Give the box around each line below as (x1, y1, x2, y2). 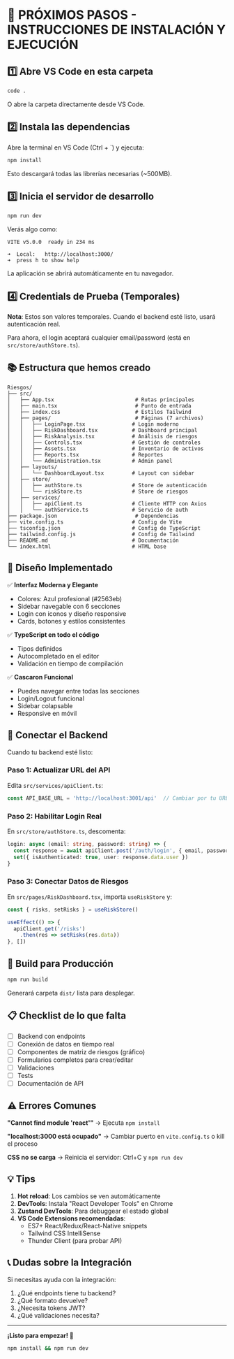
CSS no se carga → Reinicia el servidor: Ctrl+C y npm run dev (7, 1153, 183, 1161)
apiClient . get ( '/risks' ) (13, 925, 86, 933)
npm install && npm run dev (7, 1344, 89, 1352)
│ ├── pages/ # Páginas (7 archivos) (7, 415, 204, 422)
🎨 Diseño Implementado (7, 562, 114, 574)
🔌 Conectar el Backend (7, 729, 108, 741)
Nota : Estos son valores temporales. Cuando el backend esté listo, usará (7, 312, 216, 321)
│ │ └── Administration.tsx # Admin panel (7, 457, 173, 464)
